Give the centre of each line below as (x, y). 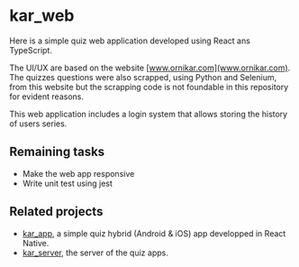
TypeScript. (31, 50)
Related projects (56, 212)
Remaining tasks (57, 152)
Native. (36, 243)
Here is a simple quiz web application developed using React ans (130, 41)
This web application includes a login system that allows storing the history (149, 114)
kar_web (42, 16)
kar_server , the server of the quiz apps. (95, 253)
